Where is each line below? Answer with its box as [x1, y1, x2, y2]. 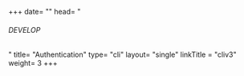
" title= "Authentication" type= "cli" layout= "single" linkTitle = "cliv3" [8, 50, 237, 59]
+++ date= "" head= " [8, 7, 81, 16]
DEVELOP [8, 25, 41, 34]
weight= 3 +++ [8, 58, 58, 68]
